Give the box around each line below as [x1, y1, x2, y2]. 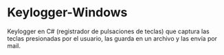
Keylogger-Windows [7, 5, 128, 20]
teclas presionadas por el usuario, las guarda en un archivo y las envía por [7, 34, 218, 42]
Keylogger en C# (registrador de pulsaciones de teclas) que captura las [7, 27, 210, 35]
